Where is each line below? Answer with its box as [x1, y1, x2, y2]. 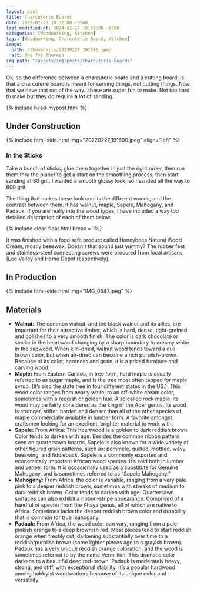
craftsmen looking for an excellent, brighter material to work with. [14, 420, 173, 427]
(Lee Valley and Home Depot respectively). [6, 255, 110, 262]
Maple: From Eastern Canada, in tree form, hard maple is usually [14, 370, 172, 377]
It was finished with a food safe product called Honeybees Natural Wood [6, 236, 182, 243]
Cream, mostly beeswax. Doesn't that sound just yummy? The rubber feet [6, 242, 185, 250]
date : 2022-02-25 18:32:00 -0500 [6, 19, 88, 25]
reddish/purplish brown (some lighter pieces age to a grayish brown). [14, 539, 183, 546]
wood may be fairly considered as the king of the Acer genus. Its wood [14, 401, 187, 409]
